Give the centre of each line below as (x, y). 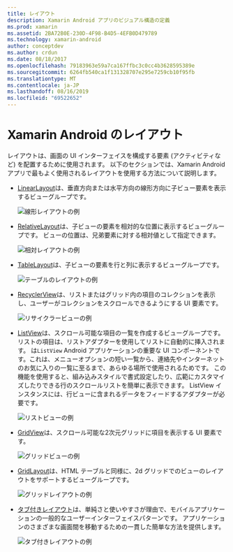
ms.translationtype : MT (42, 79)
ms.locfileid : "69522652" (45, 99)
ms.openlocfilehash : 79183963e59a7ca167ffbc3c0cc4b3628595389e (101, 66)
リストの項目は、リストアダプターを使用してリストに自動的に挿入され (118, 341)
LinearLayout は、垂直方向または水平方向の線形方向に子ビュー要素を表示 (122, 188)
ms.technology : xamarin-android (54, 40)
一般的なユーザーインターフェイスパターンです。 (111, 518)
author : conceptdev (36, 46)
